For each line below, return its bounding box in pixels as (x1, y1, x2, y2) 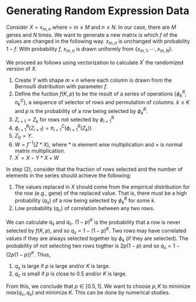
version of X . (6, 65, 37, 72)
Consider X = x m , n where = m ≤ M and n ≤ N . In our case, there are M (6, 24, 176, 32)
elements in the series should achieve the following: (6, 172, 131, 179)
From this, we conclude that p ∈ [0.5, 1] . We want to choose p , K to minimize (6, 283, 191, 290)
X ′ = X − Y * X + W (14, 153, 59, 161)
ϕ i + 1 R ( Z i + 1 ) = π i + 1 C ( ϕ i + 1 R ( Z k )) (14, 124, 92, 133)
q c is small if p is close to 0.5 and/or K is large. (14, 270, 127, 278)
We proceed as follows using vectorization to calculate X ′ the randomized (6, 58, 184, 66)
